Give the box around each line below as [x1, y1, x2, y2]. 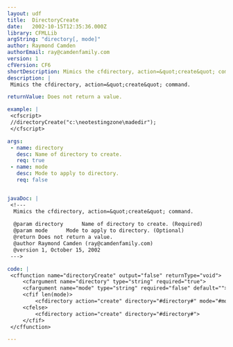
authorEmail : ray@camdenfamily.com [7, 49, 110, 56]
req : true [16, 157, 45, 164]
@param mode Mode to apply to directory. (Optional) [13, 227, 185, 234]
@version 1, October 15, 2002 [13, 247, 101, 253]
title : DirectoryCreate [7, 17, 79, 24]
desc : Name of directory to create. [16, 150, 123, 158]
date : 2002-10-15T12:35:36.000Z [7, 23, 107, 30]
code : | [7, 265, 30, 272]
